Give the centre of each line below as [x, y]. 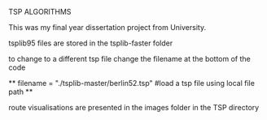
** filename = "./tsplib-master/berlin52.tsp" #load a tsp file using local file [131, 83]
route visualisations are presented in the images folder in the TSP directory [134, 107]
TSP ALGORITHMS [40, 12]
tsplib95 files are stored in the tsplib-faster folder [91, 43]
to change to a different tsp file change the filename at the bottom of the [129, 59]
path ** [21, 92]
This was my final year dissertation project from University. [107, 27]
